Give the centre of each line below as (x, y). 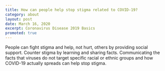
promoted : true (21, 33)
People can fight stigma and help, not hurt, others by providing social (76, 47)
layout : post (19, 19)
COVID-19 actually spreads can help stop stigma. (56, 63)
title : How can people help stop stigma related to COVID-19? (71, 10)
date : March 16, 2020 (28, 24)
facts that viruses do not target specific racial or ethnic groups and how (79, 58)
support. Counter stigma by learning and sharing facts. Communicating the (83, 52)
